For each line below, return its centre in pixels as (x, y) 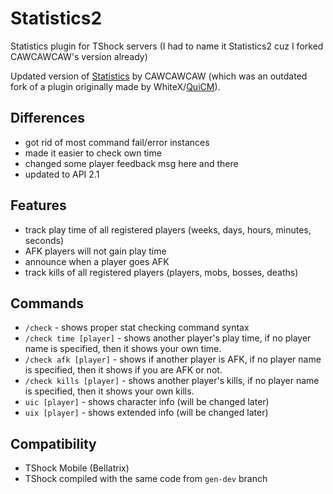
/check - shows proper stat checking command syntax (137, 328)
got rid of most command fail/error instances (117, 142)
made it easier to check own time (93, 153)
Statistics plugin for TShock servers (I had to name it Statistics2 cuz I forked (167, 46)
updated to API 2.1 (62, 174)
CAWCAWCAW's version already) (79, 56)
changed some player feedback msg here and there (131, 163)
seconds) (44, 240)
